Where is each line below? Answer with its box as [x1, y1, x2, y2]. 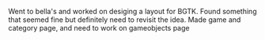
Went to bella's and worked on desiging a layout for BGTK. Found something [8, 7, 257, 16]
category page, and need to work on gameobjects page [8, 24, 190, 32]
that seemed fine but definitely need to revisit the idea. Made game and [8, 15, 241, 24]
